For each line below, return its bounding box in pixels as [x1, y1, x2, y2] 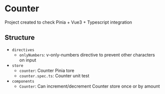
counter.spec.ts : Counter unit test [19, 72, 90, 79]
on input [19, 57, 37, 63]
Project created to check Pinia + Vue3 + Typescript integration [4, 19, 132, 25]
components [11, 79, 35, 84]
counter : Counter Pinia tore [19, 67, 75, 73]
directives [11, 47, 35, 52]
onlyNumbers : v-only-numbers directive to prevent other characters [19, 52, 155, 58]
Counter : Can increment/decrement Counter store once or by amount [19, 83, 160, 89]
